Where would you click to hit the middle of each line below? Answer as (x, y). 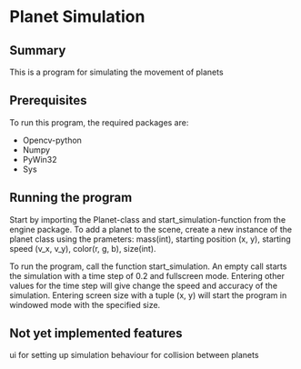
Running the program (71, 198)
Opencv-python (52, 140)
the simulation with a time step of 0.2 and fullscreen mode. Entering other (147, 275)
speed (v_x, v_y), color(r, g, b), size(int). (83, 248)
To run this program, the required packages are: (99, 122)
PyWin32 (40, 159)
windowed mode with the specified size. (85, 304)
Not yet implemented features (96, 334)
